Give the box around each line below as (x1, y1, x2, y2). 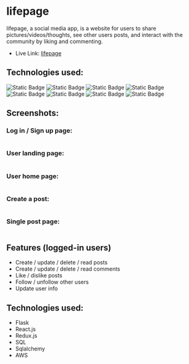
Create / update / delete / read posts (15, 259, 108, 266)
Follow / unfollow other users (15, 278, 89, 286)
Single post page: (6, 217, 60, 226)
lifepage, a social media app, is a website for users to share (6, 25, 156, 32)
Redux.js (15, 332, 38, 339)
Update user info (15, 285, 58, 292)
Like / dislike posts (15, 272, 63, 279)
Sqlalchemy (15, 345, 45, 352)
